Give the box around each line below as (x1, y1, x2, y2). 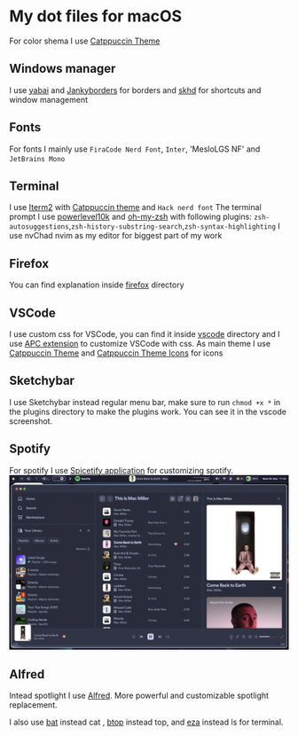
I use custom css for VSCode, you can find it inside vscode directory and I (9, 329, 281, 339)
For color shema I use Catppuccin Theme (9, 35, 161, 46)
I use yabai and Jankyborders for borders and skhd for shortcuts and (9, 84, 262, 95)
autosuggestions (9, 223, 69, 231)
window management (9, 94, 89, 105)
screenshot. (9, 415, 53, 427)
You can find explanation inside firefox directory (9, 279, 184, 290)
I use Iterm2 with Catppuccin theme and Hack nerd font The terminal (9, 202, 262, 213)
